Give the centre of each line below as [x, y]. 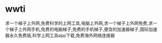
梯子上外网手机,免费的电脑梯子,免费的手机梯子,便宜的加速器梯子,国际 [79, 29]
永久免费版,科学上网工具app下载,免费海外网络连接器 [62, 35]
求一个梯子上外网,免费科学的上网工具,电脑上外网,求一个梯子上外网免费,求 [79, 23]
